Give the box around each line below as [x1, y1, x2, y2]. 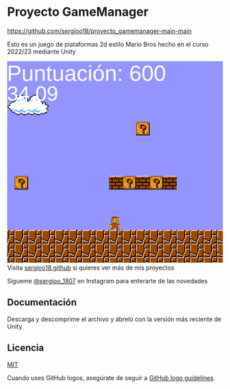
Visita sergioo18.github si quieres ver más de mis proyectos [7, 263, 175, 272]
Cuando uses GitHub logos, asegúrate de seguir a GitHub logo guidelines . [7, 373, 216, 381]
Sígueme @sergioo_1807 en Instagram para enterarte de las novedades [7, 276, 208, 285]
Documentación [7, 296, 77, 309]
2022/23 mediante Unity [7, 47, 77, 56]
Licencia [7, 342, 44, 354]
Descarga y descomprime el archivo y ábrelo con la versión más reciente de [7, 315, 222, 323]
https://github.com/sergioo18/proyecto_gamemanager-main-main [7, 27, 192, 35]
